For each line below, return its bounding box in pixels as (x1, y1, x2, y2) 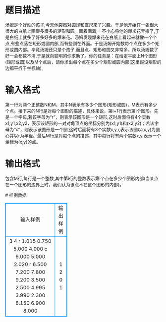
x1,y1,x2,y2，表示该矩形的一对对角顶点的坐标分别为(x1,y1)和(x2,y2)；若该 (5, 120, 155, 126)
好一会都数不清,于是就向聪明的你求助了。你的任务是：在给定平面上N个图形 (5, 53, 158, 58)
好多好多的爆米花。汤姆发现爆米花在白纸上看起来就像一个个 (35, 34, 157, 40)
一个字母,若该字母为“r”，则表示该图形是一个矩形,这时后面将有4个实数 (9, 114, 151, 120)
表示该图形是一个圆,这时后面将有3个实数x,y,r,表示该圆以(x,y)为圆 (28, 126, 160, 132)
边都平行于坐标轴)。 (5, 65, 46, 71)
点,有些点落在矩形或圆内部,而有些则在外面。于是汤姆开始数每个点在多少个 (5, 40, 156, 46)
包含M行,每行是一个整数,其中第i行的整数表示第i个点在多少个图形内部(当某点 (5, 175, 159, 181)
